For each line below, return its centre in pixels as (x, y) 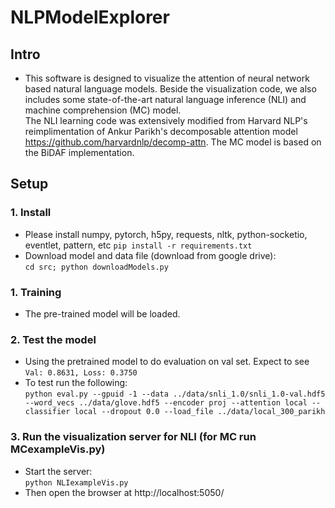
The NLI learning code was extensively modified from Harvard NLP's (166, 120)
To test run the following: (76, 383)
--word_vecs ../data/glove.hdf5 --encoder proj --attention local (166, 403)
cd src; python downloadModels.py (96, 267)
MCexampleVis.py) (58, 449)
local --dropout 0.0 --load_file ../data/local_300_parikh (200, 412)
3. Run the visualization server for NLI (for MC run (133, 437)
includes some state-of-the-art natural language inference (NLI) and (165, 99)
